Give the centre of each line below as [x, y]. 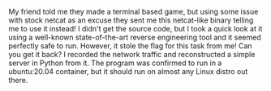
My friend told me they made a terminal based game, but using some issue [133, 12]
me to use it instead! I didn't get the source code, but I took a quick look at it [135, 29]
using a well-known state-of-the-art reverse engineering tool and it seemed [135, 37]
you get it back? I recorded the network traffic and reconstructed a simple [132, 54]
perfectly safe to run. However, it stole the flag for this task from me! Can [131, 46]
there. [18, 80]
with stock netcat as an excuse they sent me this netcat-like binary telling [131, 20]
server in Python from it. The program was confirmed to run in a [115, 63]
